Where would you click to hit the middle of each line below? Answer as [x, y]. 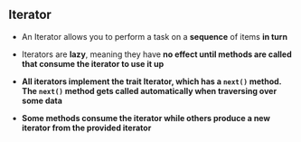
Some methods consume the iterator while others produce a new [146, 118]
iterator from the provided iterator [86, 128]
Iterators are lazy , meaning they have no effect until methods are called [157, 54]
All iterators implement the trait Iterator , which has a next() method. [151, 81]
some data [42, 100]
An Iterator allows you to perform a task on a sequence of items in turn [155, 36]
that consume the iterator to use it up [93, 63]
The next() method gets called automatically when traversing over [149, 90]
